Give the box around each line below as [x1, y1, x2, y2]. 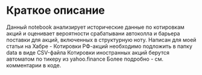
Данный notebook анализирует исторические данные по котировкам [6, 23, 185, 31]
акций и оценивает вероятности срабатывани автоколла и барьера [6, 29, 180, 37]
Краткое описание [6, 4, 106, 17]
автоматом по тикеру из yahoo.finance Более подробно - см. [6, 55, 164, 62]
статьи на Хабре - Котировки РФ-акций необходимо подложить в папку [6, 43, 193, 50]
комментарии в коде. [6, 61, 62, 69]
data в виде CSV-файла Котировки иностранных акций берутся [6, 49, 170, 56]
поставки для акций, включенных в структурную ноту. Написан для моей [6, 36, 197, 43]
